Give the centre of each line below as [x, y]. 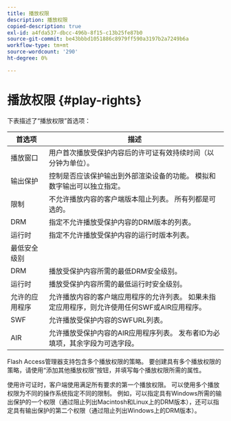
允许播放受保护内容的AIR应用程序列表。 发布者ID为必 [134, 332]
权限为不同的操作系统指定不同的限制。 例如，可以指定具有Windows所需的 [111, 393]
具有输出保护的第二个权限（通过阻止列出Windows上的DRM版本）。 [107, 410]
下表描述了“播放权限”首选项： [49, 120]
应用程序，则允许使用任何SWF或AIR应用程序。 [131, 307]
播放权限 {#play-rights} [75, 100]
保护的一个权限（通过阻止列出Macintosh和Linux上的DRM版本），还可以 [113, 402]
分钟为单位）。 [71, 163]
